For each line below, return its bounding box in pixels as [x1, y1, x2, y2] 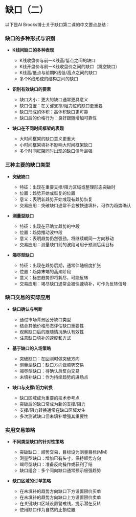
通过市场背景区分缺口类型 [19, 316, 71, 322]
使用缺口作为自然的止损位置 [19, 507, 76, 513]
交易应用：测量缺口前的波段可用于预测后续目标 [19, 241, 114, 247]
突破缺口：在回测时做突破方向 [19, 355, 80, 361]
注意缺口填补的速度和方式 [19, 335, 71, 341]
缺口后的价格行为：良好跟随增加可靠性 [19, 115, 97, 121]
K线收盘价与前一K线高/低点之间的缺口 [19, 57, 96, 64]
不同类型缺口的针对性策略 [12, 439, 64, 445]
